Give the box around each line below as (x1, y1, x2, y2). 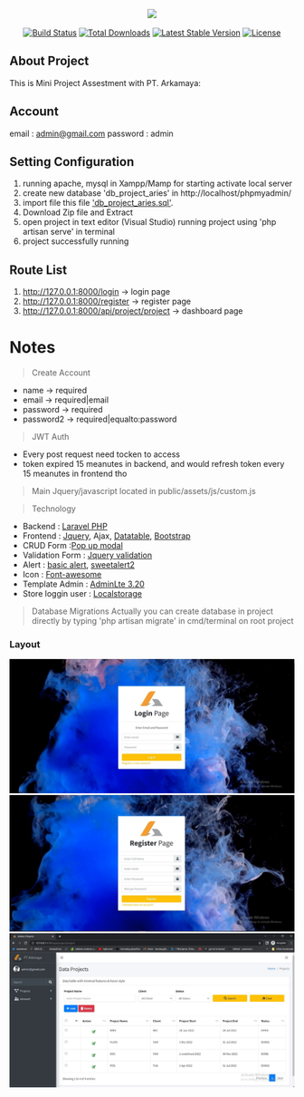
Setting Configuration (9, 154, 135, 170)
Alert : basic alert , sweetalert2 (22, 559, 136, 570)
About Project (9, 53, 90, 69)
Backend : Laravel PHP (22, 521, 109, 532)
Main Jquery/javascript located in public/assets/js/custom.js (31, 486, 256, 497)
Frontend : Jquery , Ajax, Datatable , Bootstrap (22, 530, 192, 541)
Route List (9, 262, 68, 277)
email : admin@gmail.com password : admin (9, 128, 174, 139)
